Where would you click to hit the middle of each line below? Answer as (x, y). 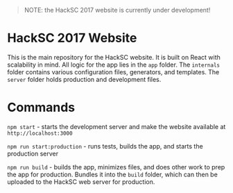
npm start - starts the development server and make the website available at (116, 126)
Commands (41, 108)
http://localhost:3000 (40, 133)
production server (33, 153)
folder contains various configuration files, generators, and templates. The (113, 72)
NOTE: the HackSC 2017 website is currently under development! (117, 10)
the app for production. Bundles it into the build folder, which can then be (113, 174)
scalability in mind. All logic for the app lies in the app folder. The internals (114, 65)
